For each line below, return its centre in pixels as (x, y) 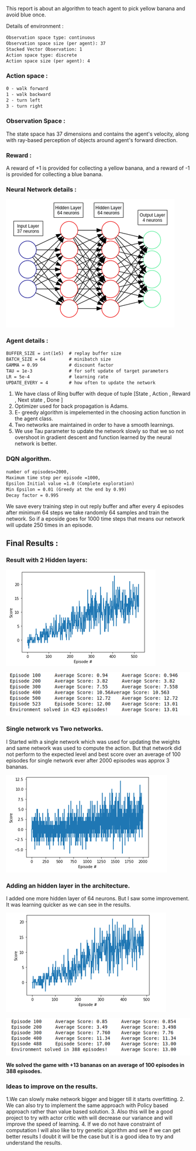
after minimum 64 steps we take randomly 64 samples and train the (87, 512)
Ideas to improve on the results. (52, 1086)
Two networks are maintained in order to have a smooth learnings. (94, 425)
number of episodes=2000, (37, 472)
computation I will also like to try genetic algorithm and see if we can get (93, 1130)
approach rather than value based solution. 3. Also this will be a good (90, 1111)
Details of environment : (35, 26)
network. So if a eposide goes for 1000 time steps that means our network (96, 518)
